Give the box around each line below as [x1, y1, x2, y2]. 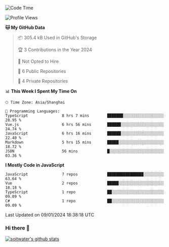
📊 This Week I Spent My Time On [5, 88, 77, 94]
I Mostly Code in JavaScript [5, 162, 65, 168]
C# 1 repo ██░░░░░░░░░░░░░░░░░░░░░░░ [5, 198, 164, 203]
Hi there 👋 [5, 224, 30, 231]
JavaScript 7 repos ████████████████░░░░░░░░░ [5, 172, 164, 177]
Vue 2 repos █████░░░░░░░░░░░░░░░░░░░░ [5, 181, 164, 186]
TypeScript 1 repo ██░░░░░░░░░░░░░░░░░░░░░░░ [5, 190, 164, 195]
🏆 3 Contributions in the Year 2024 [17, 47, 92, 53]
